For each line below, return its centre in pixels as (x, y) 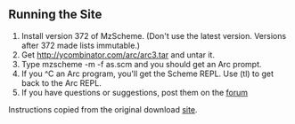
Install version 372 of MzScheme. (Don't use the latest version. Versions (154, 35)
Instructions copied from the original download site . (103, 109)
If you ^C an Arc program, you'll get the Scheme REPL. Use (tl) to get (147, 74)
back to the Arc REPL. (61, 82)
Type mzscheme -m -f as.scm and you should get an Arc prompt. (141, 64)
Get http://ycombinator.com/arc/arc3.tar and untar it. (118, 54)
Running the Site (55, 15)
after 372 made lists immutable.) (80, 45)
